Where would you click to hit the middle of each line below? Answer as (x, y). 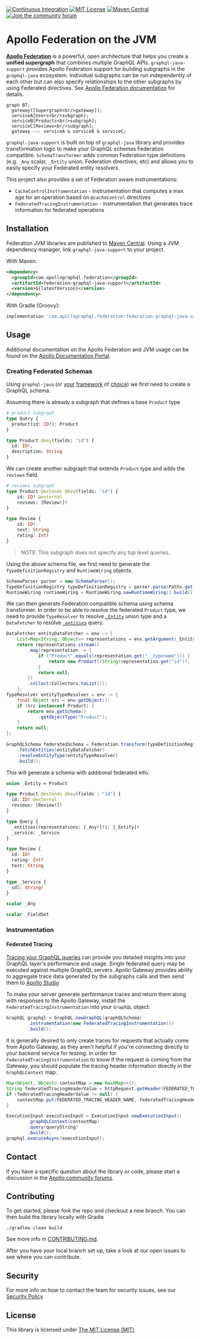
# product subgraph (30, 413)
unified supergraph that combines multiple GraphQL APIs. (78, 62)
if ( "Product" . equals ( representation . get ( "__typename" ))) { (114, 656)
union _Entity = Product (37, 783)
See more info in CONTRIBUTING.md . (52, 1239)
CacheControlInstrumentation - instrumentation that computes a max (99, 190)
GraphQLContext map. (32, 1072)
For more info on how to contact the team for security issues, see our (91, 1290)
